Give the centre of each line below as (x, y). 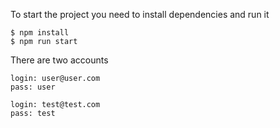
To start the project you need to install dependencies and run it (140, 14)
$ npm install (40, 33)
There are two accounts (59, 60)
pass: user (33, 87)
